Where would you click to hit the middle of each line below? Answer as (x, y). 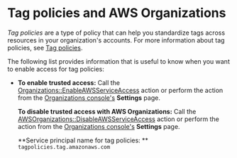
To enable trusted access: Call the (69, 82)
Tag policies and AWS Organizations (117, 13)
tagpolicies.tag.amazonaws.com (64, 147)
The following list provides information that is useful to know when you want (119, 61)
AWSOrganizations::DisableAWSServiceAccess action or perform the (118, 119)
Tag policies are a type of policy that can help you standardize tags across (116, 33)
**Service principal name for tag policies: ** (83, 140)
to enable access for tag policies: (56, 69)
